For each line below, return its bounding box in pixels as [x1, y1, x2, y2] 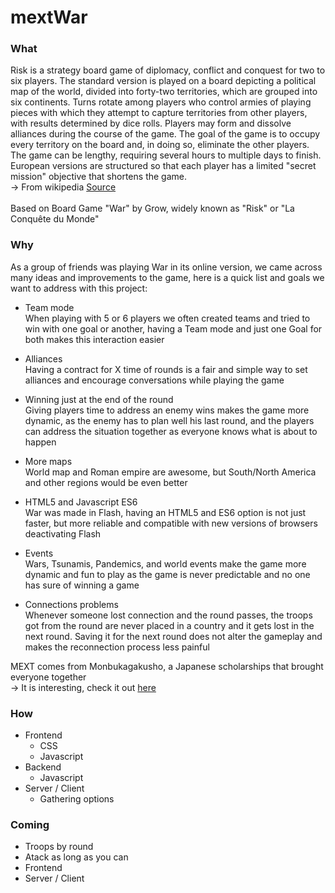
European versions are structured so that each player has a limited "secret [10, 160, 317, 172]
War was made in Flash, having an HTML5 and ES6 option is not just [24, 506, 307, 518]
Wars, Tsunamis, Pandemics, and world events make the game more [24, 557, 307, 570]
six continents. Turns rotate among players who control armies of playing [10, 96, 312, 108]
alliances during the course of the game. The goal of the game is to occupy [10, 128, 321, 140]
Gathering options [39, 793, 115, 805]
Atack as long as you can [24, 851, 129, 863]
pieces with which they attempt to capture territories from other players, [10, 107, 308, 119]
